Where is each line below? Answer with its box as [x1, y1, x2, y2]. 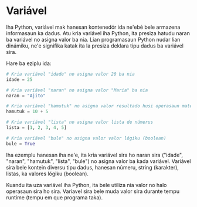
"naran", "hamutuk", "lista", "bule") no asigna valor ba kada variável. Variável [6, 157, 191, 165]
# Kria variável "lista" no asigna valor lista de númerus [6, 119, 154, 125]
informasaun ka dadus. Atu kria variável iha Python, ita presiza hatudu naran [6, 29, 191, 36]
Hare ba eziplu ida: [6, 60, 52, 67]
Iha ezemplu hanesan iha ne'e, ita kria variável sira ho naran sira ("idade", [6, 151, 184, 158]
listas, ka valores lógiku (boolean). [6, 170, 89, 177]
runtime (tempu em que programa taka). [6, 194, 103, 201]
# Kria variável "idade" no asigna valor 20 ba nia [6, 71, 135, 77]
